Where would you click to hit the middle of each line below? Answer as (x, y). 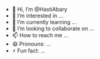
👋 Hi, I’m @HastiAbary (40, 9)
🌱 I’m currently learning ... (44, 22)
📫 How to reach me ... (40, 35)
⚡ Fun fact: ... (28, 51)
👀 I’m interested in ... (38, 16)
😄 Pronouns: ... (32, 44)
